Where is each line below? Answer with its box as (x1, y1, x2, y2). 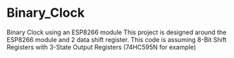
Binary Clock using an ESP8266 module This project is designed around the (6, 28, 227, 36)
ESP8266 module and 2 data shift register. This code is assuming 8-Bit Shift (6, 35, 227, 43)
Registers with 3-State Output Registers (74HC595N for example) (6, 43, 197, 51)
